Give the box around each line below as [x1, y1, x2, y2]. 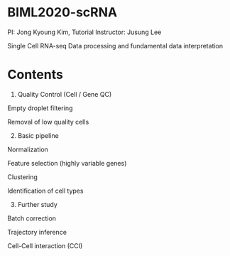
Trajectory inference [7, 228, 67, 236]
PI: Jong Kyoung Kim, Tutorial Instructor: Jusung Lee [7, 28, 162, 36]
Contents [7, 67, 64, 82]
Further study [17, 200, 58, 208]
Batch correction [7, 214, 57, 223]
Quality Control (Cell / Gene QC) [17, 90, 112, 98]
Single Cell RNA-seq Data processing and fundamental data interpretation [7, 41, 224, 50]
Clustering [7, 172, 38, 181]
